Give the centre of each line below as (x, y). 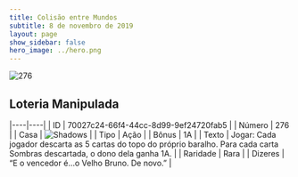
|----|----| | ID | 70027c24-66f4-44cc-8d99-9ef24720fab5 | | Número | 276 (149, 125)
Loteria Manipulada (64, 104)
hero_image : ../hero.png (55, 51)
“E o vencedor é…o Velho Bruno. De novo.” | (91, 163)
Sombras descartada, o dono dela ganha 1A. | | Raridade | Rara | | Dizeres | (147, 153)
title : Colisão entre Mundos (63, 17)
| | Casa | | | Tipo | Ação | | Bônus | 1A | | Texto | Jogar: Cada (143, 134)
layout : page (33, 34)
